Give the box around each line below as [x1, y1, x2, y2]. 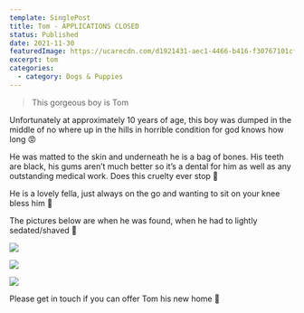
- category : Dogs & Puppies [17, 72, 124, 81]
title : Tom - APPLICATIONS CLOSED [9, 22, 140, 31]
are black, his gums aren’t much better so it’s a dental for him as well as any [9, 160, 291, 172]
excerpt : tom [9, 55, 59, 64]
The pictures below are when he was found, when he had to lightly [9, 214, 258, 226]
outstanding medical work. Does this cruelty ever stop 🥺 [9, 170, 219, 181]
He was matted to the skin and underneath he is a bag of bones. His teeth [9, 151, 285, 162]
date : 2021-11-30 [9, 38, 75, 48]
